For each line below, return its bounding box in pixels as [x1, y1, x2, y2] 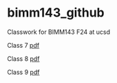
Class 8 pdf [7, 54, 40, 63]
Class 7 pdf [7, 41, 40, 49]
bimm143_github [7, 5, 105, 21]
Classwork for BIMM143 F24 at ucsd [7, 28, 111, 36]
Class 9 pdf [7, 68, 40, 76]
